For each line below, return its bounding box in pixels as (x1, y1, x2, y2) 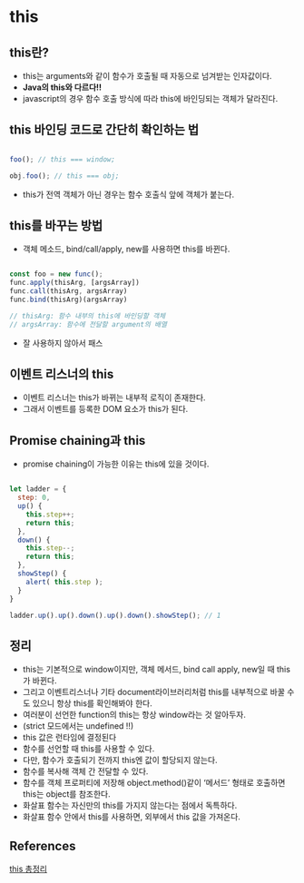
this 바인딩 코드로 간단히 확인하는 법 (9, 123, 200, 138)
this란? (9, 44, 50, 60)
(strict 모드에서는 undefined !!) (22, 721, 134, 731)
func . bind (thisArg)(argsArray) (9, 295, 128, 304)
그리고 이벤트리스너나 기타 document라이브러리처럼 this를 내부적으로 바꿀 (22, 687, 286, 698)
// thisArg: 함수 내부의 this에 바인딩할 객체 (9, 311, 166, 320)
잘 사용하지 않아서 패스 (22, 338, 103, 348)
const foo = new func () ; (9, 270, 103, 279)
